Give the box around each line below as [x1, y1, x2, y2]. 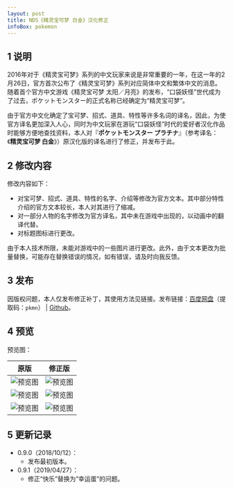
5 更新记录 [7, 429, 52, 441]
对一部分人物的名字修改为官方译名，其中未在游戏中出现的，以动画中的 [17, 211, 218, 220]
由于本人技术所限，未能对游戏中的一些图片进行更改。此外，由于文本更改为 [7, 244, 220, 252]
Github [49, 303, 69, 312]
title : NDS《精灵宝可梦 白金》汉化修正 [7, 17, 109, 24]
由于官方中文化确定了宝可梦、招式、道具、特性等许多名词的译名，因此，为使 [7, 111, 226, 120]
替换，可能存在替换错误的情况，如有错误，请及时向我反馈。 [12, 252, 184, 261]
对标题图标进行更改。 [17, 229, 78, 237]
